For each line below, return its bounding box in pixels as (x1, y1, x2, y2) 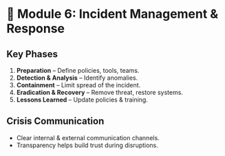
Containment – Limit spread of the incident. (16, 81, 141, 89)
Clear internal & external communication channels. (16, 133, 160, 142)
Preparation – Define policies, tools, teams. (16, 67, 140, 74)
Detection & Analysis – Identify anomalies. (16, 74, 138, 82)
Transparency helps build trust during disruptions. (16, 141, 159, 149)
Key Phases (6, 48, 58, 60)
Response (6, 21, 65, 36)
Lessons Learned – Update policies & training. (16, 96, 149, 104)
